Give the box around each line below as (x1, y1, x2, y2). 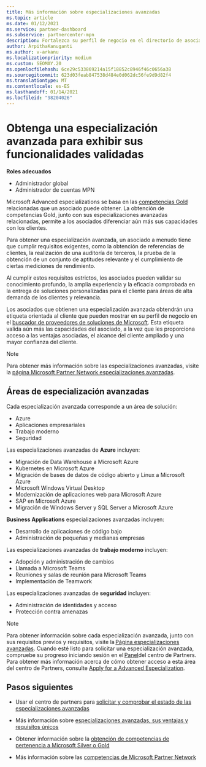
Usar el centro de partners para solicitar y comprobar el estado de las (15, 698, 192, 706)
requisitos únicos (15, 723, 59, 731)
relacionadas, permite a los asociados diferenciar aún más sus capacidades (6, 218, 198, 225)
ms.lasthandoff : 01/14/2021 (6, 89, 78, 95)
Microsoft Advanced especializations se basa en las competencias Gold (6, 198, 188, 205)
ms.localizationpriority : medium (6, 55, 92, 61)
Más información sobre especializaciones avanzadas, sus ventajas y (15, 717, 188, 724)
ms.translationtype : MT (6, 77, 67, 84)
